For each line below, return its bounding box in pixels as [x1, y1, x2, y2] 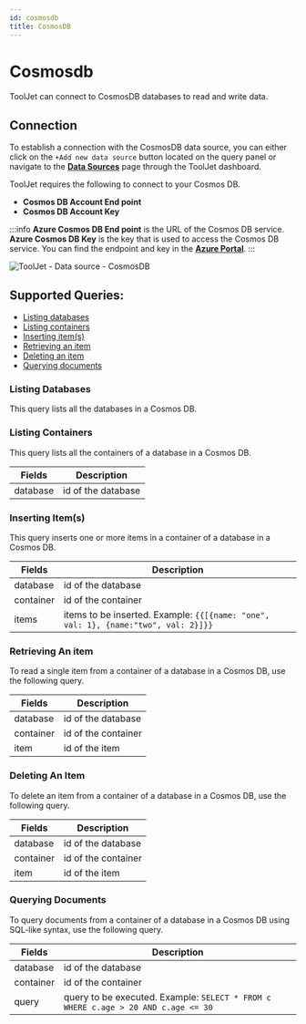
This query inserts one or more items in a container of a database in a [9, 532, 270, 543]
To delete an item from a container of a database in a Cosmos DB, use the [9, 790, 287, 801]
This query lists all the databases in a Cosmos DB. [9, 403, 198, 415]
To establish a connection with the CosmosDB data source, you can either [9, 142, 287, 153]
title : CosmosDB [9, 22, 71, 31]
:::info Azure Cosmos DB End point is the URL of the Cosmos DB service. [9, 224, 285, 235]
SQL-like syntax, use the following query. [9, 924, 164, 935]
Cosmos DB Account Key [22, 206, 120, 217]
